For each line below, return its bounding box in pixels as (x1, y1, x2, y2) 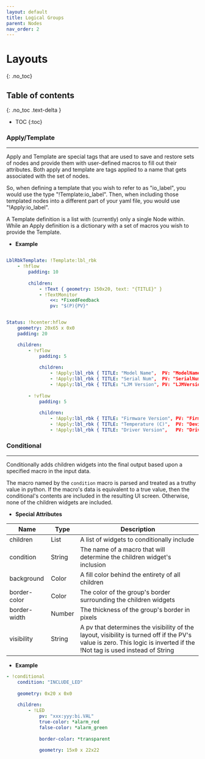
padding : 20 (17, 330, 48, 336)
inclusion (80, 561, 106, 569)
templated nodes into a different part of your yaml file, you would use (6, 197, 181, 205)
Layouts (6, 53, 48, 66)
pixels (80, 613, 98, 622)
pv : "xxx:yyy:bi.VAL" (38, 713, 95, 719)
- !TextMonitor (38, 291, 78, 298)
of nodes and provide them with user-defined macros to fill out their (6, 159, 177, 167)
